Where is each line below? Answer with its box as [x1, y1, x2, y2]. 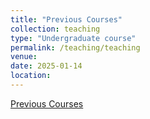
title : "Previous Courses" [10, 14, 123, 25]
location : [10, 71, 52, 81]
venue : [10, 52, 38, 62]
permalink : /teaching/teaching [10, 42, 141, 53]
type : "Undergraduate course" [10, 33, 137, 43]
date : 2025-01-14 [10, 61, 83, 71]
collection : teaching [10, 24, 101, 34]
